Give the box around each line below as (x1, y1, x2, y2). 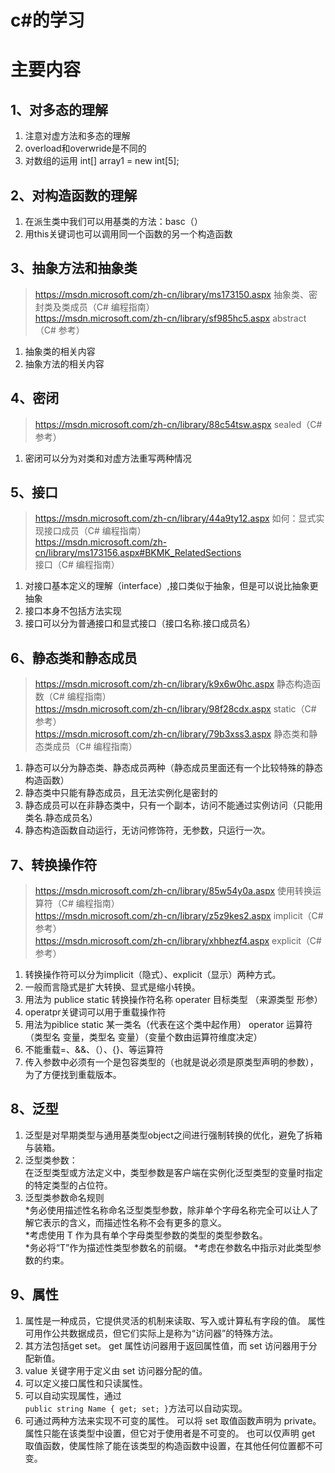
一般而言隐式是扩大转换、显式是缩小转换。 (24, 981, 201, 993)
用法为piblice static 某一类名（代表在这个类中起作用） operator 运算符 (24, 1019, 313, 1031)
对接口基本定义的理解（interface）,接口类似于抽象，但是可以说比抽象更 (24, 580, 319, 592)
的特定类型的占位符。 (24, 1179, 113, 1191)
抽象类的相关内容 (24, 345, 96, 357)
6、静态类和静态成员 (10, 649, 138, 666)
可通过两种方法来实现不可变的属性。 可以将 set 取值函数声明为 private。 (24, 1414, 322, 1426)
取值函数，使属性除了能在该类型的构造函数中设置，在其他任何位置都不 (24, 1439, 315, 1451)
